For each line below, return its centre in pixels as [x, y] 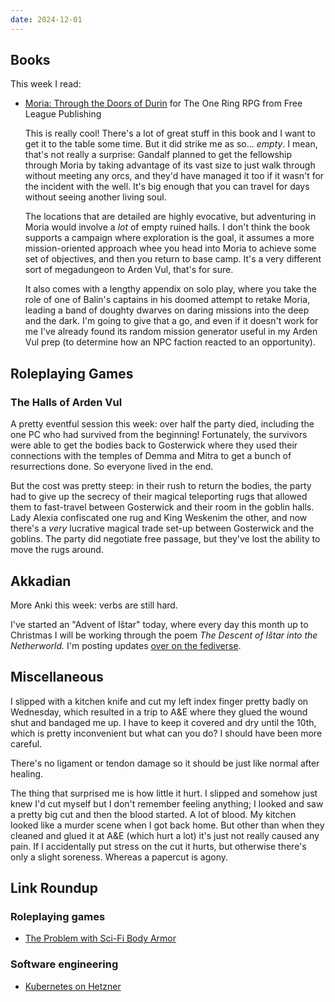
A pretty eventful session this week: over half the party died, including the [162, 424]
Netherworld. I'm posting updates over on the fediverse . [126, 645]
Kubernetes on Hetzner [73, 986]
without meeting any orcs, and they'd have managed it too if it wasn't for [174, 176]
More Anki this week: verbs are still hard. [94, 605]
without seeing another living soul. [95, 197]
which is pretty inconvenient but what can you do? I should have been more [166, 733]
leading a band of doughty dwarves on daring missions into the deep [167, 310]
